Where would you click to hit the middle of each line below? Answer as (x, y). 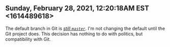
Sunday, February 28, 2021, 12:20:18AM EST (77, 8)
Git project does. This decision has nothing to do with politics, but (74, 34)
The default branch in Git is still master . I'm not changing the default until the (85, 28)
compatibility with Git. (28, 39)
